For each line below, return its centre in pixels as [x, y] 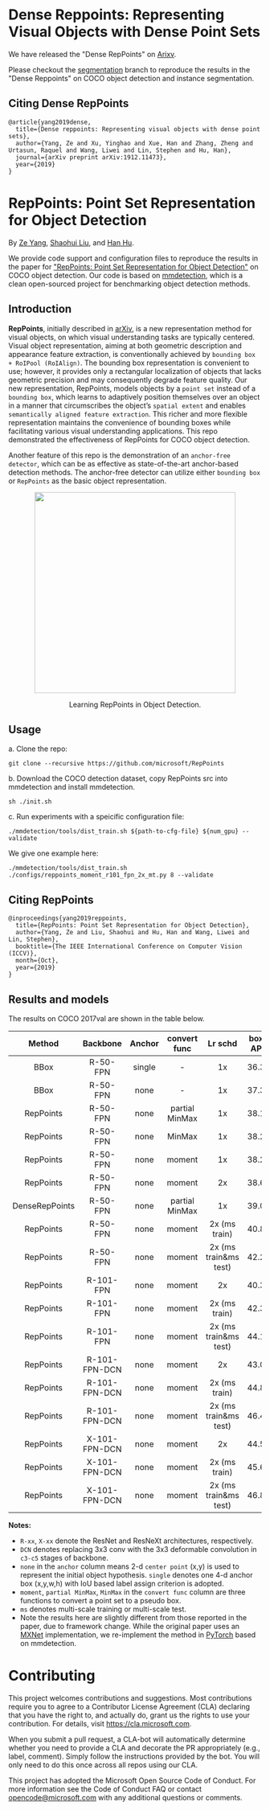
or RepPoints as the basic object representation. [88, 481]
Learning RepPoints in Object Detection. [135, 704]
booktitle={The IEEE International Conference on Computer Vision [129, 946]
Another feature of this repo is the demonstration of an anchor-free [120, 455]
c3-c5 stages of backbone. [64, 1558]
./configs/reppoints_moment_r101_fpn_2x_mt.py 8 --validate [111, 875]
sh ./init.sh [30, 802]
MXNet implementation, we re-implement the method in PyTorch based [138, 1635]
